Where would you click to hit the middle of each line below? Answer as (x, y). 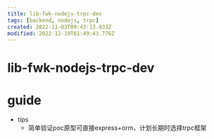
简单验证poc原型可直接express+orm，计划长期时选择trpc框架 (117, 128)
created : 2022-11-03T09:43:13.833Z (59, 27)
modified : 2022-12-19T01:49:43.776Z (61, 33)
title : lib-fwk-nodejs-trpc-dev (55, 14)
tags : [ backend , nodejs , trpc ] (53, 20)
